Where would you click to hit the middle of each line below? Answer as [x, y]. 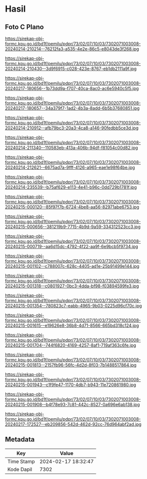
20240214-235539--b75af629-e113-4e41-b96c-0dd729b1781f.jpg [71, 187]
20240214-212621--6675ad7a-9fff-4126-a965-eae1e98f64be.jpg [70, 167]
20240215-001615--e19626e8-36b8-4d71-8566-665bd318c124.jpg [72, 325]
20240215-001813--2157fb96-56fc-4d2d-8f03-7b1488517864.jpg [71, 365]
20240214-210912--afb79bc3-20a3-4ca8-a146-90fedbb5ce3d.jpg [72, 128]
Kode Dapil [20, 469]
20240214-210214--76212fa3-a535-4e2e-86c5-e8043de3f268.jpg [72, 49]
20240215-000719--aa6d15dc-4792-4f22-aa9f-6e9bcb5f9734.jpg [72, 246]
